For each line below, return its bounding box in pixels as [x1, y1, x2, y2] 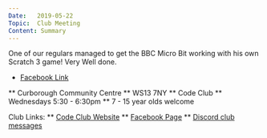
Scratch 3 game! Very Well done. [8, 57, 117, 67]
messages [8, 121, 42, 131]
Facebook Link [19, 73, 69, 83]
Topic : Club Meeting [8, 19, 81, 27]
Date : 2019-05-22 [8, 11, 74, 20]
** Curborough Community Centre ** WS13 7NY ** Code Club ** [8, 88, 223, 98]
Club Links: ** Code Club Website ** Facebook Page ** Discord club [8, 112, 235, 122]
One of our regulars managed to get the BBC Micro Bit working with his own [8, 49, 259, 59]
